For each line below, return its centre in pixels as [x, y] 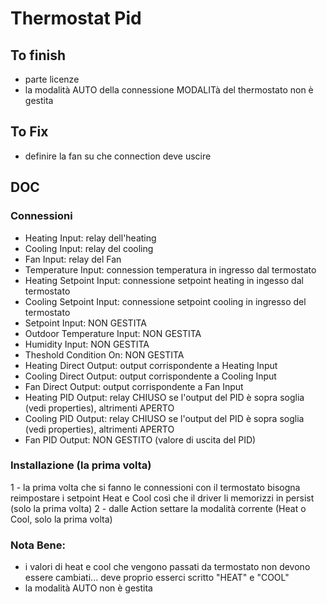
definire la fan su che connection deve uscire [118, 156]
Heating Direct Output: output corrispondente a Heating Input [151, 365]
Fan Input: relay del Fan [73, 259]
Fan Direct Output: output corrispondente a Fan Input [134, 386]
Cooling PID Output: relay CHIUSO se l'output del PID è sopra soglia [164, 418]
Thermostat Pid [76, 18]
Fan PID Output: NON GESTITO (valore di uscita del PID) [140, 439]
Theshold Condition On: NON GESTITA [104, 354]
